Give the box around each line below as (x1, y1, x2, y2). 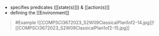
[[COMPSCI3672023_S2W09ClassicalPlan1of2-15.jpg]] (15, 25, 130, 31)
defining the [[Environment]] (10, 10, 69, 16)
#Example (15, 20, 36, 25)
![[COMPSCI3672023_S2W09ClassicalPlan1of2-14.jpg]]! (37, 20, 154, 25)
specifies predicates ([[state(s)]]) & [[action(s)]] (10, 5, 110, 10)
